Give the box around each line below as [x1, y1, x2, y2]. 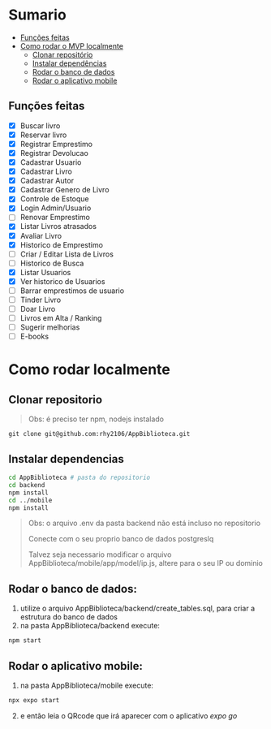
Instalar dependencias [8, 452, 124, 466]
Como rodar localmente [8, 360, 170, 379]
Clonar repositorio [8, 392, 103, 407]
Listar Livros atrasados [19, 222, 97, 231]
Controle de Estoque [19, 194, 89, 204]
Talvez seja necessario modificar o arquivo [28, 550, 172, 559]
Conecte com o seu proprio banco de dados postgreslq [28, 534, 214, 544]
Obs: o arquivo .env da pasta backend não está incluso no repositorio [28, 518, 261, 528]
